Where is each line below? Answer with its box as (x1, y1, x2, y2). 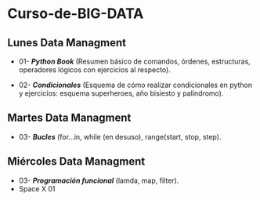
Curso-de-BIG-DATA (7, 5, 144, 23)
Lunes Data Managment (7, 36, 127, 49)
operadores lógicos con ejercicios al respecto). (18, 65, 172, 75)
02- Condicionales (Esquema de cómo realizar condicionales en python (18, 80, 252, 89)
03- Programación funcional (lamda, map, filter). (18, 176, 179, 185)
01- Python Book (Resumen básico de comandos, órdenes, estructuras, (18, 56, 251, 66)
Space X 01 (18, 184, 56, 193)
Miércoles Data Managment (7, 155, 146, 169)
